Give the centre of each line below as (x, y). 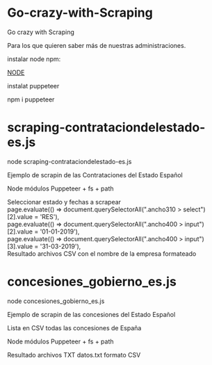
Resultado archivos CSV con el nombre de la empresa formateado (102, 253)
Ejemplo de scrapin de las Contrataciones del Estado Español (95, 175)
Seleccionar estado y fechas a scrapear (64, 202)
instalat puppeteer (33, 86)
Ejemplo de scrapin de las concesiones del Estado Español (91, 314)
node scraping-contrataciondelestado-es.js (70, 161)
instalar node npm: (34, 59)
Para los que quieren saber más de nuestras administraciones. (97, 45)
